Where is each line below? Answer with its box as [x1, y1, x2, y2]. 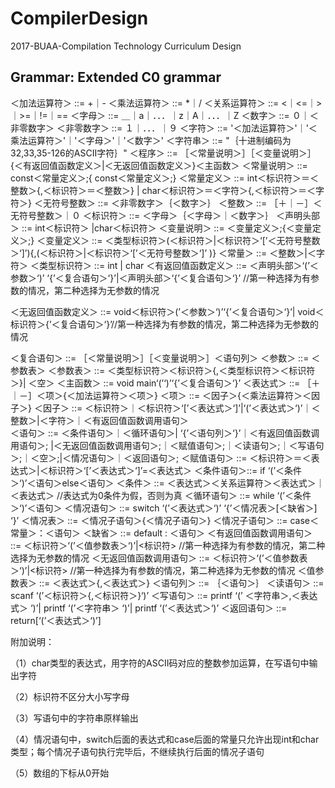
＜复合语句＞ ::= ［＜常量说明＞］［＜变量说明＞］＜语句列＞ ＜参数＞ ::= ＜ [10, 352, 321, 364]
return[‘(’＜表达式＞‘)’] [10, 614, 102, 626]
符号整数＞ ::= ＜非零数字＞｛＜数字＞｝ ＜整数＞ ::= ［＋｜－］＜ [51, 197, 323, 209]
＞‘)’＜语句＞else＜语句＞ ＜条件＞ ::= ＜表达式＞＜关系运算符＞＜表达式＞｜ [10, 477, 325, 489]
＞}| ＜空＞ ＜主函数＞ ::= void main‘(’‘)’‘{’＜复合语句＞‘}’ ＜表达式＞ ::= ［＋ [10, 377, 321, 389]
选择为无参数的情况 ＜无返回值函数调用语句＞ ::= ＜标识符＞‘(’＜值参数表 [10, 552, 308, 564]
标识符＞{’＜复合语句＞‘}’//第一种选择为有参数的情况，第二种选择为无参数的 [10, 318, 319, 330]
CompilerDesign [10, 7, 149, 30]
